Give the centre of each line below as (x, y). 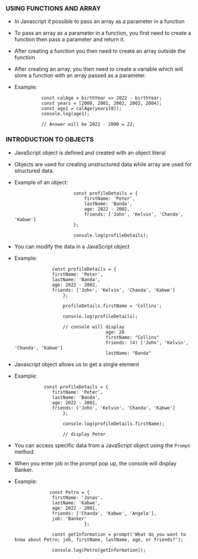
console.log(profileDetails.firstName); (114, 424)
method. (25, 452)
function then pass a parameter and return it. (69, 40)
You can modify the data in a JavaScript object (72, 246)
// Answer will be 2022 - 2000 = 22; (88, 124)
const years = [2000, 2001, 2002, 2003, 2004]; (101, 103)
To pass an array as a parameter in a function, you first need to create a (103, 33)
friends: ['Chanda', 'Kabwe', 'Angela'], (104, 513)
